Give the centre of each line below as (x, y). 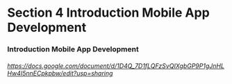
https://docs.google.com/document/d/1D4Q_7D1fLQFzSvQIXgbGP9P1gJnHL (116, 66)
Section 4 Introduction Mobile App (108, 13)
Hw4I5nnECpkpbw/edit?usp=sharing (60, 73)
